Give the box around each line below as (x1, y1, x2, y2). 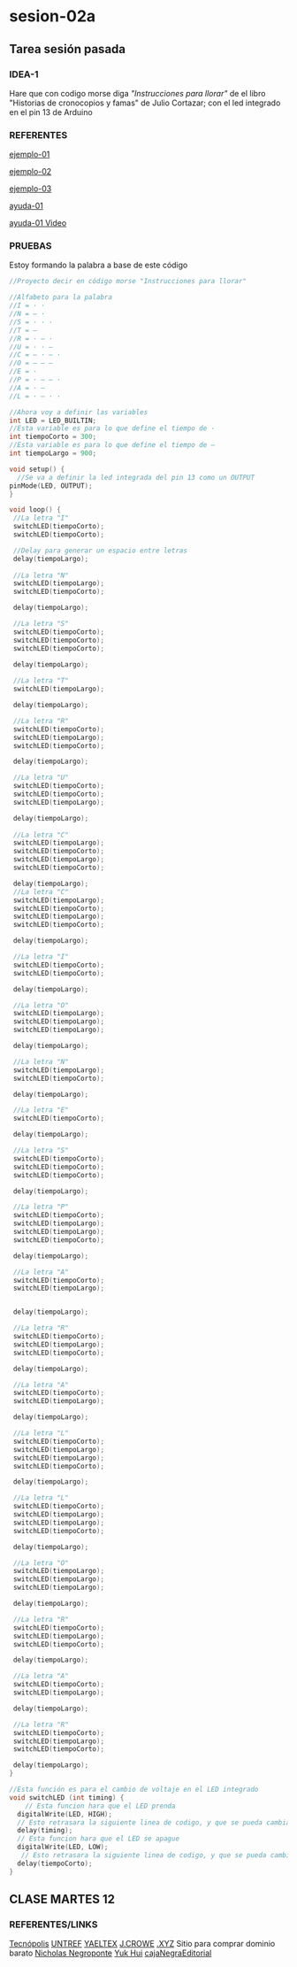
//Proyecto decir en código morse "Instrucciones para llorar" (9, 277, 247, 286)
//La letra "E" (12, 1106, 69, 1115)
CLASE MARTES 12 (9, 1892, 116, 1907)
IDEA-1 (9, 68, 39, 81)
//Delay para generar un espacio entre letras (12, 546, 188, 555)
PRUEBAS (9, 240, 52, 252)
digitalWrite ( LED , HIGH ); (17, 1809, 113, 1818)
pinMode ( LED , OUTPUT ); (9, 481, 93, 490)
